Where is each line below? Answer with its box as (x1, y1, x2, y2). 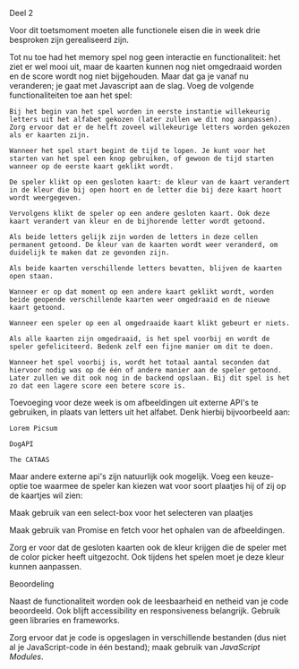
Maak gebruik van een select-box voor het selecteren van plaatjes (9, 508, 253, 518)
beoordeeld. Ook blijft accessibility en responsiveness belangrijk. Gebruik (9, 605, 281, 616)
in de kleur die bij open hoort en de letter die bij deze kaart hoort (9, 185, 282, 194)
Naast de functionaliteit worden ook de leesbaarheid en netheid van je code (9, 596, 289, 606)
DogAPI (9, 440, 34, 449)
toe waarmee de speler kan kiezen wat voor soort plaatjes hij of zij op (30, 481, 286, 491)
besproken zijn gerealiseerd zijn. (9, 35, 130, 45)
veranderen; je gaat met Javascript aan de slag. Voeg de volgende (9, 81, 255, 90)
